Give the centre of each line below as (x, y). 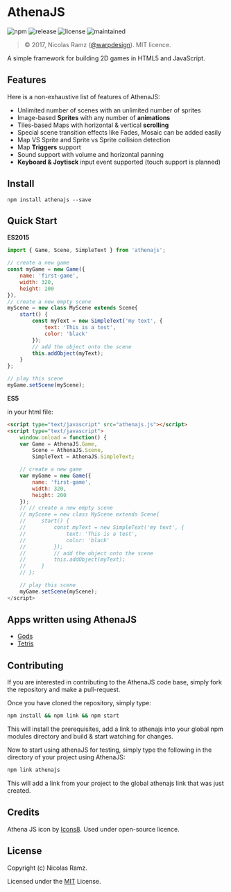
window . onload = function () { (63, 437)
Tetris (25, 643)
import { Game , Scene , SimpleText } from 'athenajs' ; (87, 251)
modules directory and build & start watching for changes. (90, 737)
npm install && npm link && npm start (63, 716)
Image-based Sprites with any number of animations (94, 117)
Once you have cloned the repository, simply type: (79, 703)
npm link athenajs (34, 770)
